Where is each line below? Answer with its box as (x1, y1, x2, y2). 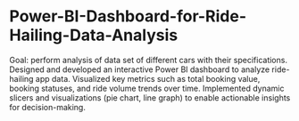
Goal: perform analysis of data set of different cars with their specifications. (9, 54, 288, 65)
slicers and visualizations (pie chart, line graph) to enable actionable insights (9, 92, 291, 103)
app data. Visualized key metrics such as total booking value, (35, 73, 261, 84)
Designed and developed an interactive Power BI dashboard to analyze (9, 64, 270, 75)
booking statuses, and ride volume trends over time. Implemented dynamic (9, 83, 285, 93)
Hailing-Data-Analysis (9, 25, 179, 45)
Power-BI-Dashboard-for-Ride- (9, 6, 247, 27)
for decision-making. (9, 101, 87, 112)
